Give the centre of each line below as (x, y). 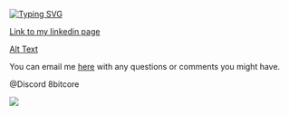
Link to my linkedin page (55, 31)
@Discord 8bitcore (44, 84)
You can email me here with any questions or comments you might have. (145, 67)
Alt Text (24, 49)
